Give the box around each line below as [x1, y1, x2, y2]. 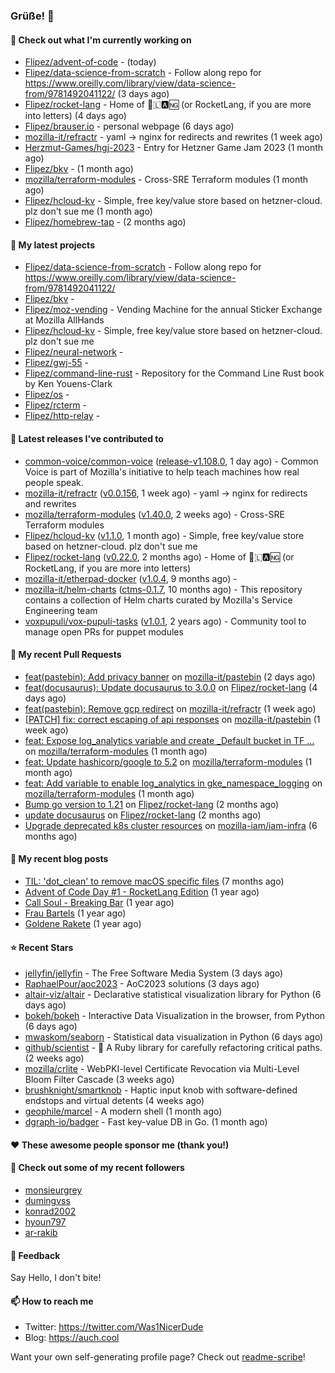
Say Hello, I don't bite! [10, 1272, 102, 1284]
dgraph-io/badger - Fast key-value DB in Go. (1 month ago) [24, 1116, 268, 1128]
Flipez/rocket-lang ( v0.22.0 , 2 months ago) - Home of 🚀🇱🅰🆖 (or [24, 550, 295, 563]
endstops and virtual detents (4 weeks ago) [24, 1095, 205, 1107]
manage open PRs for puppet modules [24, 625, 184, 638]
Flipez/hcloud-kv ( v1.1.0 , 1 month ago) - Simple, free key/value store [24, 529, 305, 541]
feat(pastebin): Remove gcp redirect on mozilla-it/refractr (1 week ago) [24, 702, 317, 714]
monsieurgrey [24, 1184, 83, 1196]
